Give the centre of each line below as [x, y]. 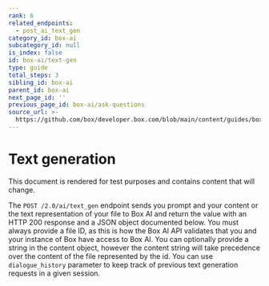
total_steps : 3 [34, 75]
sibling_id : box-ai [41, 82]
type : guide [28, 68]
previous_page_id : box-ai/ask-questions [77, 105]
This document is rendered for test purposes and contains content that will [131, 181]
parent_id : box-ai [39, 90]
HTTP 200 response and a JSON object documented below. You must [123, 222]
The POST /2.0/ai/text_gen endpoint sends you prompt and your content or [133, 205]
